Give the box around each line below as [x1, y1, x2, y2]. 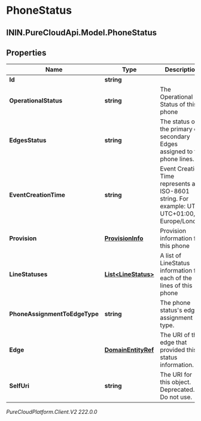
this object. [160, 378, 191, 386]
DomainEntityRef [104, 346, 154, 354]
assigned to [160, 147, 193, 156]
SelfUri [9, 381, 30, 390]
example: [160, 202, 186, 210]
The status [160, 117, 190, 126]
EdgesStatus [9, 136, 47, 144]
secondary [160, 132, 190, 141]
